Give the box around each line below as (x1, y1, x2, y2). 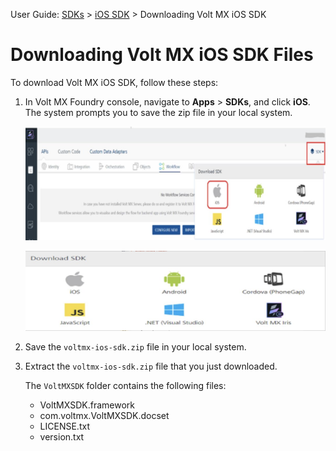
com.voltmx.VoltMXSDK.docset (39, 409, 170, 421)
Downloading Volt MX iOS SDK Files (10, 44, 314, 66)
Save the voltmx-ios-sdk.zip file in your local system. (24, 340, 247, 353)
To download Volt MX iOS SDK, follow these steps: (10, 76, 219, 88)
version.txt (39, 430, 85, 443)
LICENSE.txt (39, 420, 90, 432)
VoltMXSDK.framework (39, 399, 135, 411)
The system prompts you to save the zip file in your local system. (24, 106, 293, 118)
